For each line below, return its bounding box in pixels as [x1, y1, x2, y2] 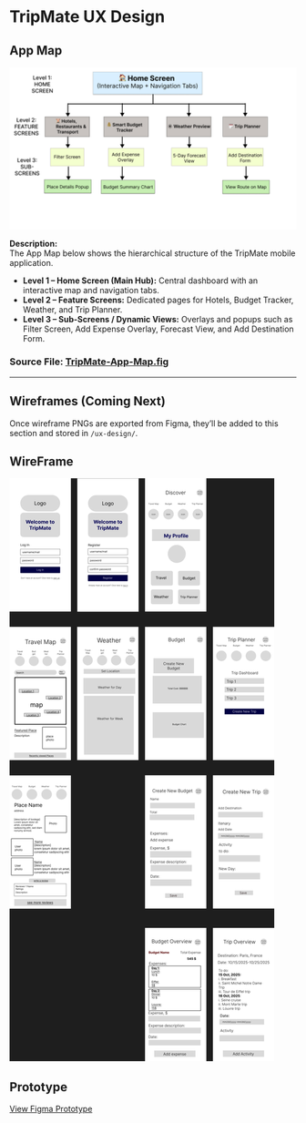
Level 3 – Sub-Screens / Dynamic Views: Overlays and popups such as [22, 313, 293, 324]
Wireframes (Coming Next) [9, 393, 166, 409]
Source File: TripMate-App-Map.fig [9, 355, 169, 368]
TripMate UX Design [9, 6, 166, 27]
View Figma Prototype [9, 1104, 93, 1115]
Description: [9, 238, 57, 249]
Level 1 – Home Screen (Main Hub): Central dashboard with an [22, 275, 259, 286]
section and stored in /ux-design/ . [9, 427, 138, 438]
